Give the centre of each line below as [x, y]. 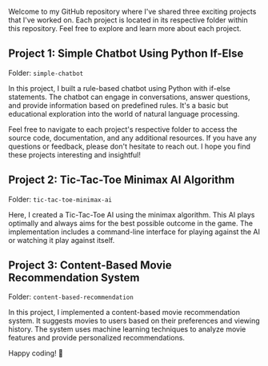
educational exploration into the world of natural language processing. [124, 113]
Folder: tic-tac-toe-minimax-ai [60, 199]
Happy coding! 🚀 [36, 353]
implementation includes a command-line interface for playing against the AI [134, 232]
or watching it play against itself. [62, 240]
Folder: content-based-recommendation [71, 297]
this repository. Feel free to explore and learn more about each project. [125, 28]
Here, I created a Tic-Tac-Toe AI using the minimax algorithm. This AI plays [132, 214]
